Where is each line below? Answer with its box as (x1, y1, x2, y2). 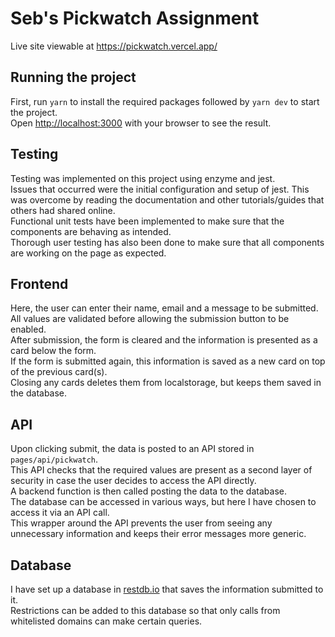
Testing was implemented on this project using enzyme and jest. (10, 172, 276, 184)
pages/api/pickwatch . (10, 453, 99, 466)
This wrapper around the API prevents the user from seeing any (10, 517, 273, 529)
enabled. (10, 323, 47, 336)
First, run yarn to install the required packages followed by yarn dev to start (10, 95, 320, 107)
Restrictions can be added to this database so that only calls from (10, 605, 281, 616)
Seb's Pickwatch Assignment (10, 7, 260, 30)
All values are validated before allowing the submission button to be (10, 313, 290, 325)
